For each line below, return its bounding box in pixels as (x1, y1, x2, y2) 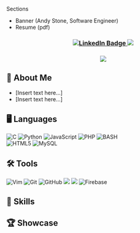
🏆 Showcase (6, 218, 58, 229)
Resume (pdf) (15, 24, 50, 31)
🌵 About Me (6, 73, 52, 83)
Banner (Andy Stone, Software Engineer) (15, 17, 119, 24)
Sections (6, 6, 29, 12)
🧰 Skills (6, 196, 35, 207)
